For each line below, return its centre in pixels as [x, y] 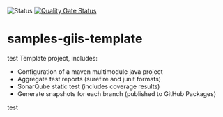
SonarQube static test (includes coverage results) [89, 86]
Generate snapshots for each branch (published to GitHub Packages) [117, 93]
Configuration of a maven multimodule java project [90, 71]
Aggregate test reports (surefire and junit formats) [89, 79]
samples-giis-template [75, 39]
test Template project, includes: [52, 58]
